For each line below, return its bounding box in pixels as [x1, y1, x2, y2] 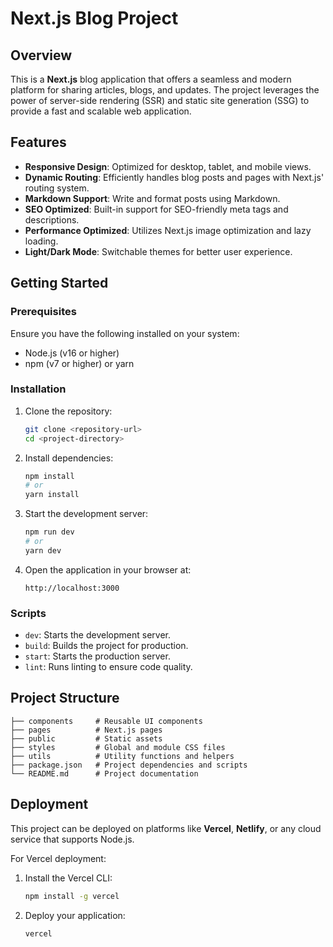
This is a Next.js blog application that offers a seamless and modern [10, 73, 292, 85]
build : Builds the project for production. [24, 640, 189, 652]
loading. [24, 235, 59, 247]
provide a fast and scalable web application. [10, 105, 192, 117]
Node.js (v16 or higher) [24, 347, 120, 359]
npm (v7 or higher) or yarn [24, 357, 135, 369]
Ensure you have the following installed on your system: [10, 327, 240, 339]
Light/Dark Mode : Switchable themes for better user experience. [24, 245, 293, 257]
